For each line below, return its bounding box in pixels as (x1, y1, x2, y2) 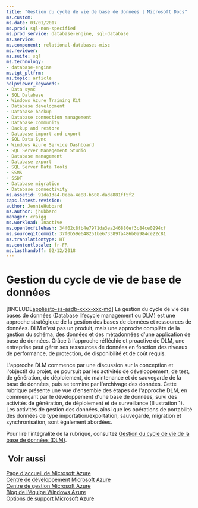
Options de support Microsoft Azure (6, 495, 95, 502)
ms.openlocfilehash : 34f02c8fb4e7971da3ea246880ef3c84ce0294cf (6, 225, 166, 231)
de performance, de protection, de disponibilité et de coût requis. (6, 350, 166, 357)
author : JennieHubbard (6, 203, 62, 209)
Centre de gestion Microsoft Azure (6, 482, 91, 489)
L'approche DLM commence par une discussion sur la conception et (6, 362, 174, 369)
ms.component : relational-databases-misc (6, 42, 111, 48)
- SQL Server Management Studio (6, 147, 86, 153)
